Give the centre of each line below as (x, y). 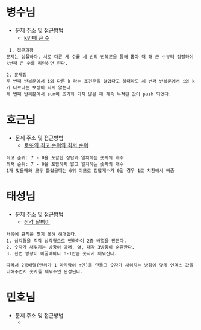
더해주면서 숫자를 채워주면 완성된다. (45, 271)
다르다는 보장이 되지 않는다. (43, 87)
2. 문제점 (17, 75)
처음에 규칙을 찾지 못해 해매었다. (42, 234)
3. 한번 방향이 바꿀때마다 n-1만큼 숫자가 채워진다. (62, 253)
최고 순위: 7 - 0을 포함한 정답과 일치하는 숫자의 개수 (65, 157)
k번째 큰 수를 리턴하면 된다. (37, 63)
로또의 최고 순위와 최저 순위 (56, 145)
